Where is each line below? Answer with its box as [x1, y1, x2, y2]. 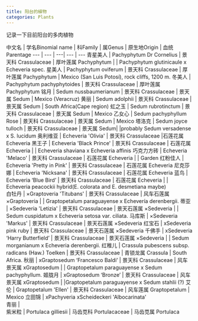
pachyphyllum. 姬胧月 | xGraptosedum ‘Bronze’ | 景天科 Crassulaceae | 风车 [6, 271, 191, 278]
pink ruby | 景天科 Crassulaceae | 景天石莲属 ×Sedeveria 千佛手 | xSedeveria [6, 227, 193, 234]
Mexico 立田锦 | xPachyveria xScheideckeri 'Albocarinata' [6, 293, 147, 300]
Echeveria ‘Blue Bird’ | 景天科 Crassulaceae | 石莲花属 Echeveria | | [6, 176, 168, 184]
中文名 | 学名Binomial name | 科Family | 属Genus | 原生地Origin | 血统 [6, 44, 174, 51]
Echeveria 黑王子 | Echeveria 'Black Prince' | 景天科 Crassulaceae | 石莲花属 [6, 139, 191, 146]
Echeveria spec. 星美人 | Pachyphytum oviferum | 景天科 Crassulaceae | [6, 65, 181, 73]
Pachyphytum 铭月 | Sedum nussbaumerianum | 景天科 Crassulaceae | [6, 88, 178, 95]
